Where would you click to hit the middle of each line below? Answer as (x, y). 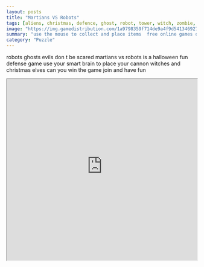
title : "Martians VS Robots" (43, 18)
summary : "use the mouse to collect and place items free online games (100, 34)
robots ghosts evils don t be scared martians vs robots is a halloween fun (97, 57)
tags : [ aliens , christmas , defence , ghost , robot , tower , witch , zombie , (101, 23)
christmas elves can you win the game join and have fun (76, 70)
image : (14, 29)
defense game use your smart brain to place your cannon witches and (94, 63)
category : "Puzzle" (31, 40)
